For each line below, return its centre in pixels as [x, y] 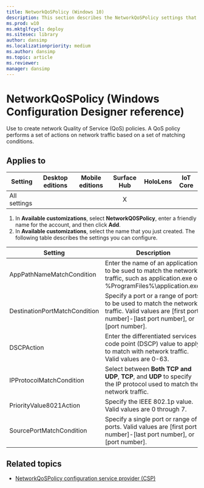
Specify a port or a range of [144, 296]
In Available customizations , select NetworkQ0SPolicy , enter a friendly [106, 218]
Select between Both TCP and [148, 369]
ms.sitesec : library [32, 35]
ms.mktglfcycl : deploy [35, 29]
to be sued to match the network [151, 271]
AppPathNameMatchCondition [53, 275]
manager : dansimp [28, 69]
